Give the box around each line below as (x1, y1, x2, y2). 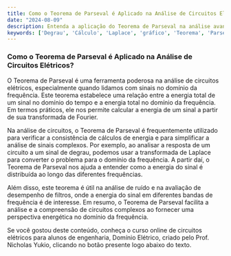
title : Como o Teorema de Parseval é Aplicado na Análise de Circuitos (7, 10, 217, 17)
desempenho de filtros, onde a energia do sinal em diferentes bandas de (7, 191, 213, 199)
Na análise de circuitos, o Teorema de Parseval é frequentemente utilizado (7, 126, 218, 134)
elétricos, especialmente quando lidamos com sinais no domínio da (7, 83, 197, 92)
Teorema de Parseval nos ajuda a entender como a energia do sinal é (7, 162, 203, 171)
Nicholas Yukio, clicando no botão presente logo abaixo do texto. (7, 240, 192, 248)
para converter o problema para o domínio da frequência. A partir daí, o (7, 156, 210, 164)
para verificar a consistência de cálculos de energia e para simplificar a (7, 134, 210, 142)
